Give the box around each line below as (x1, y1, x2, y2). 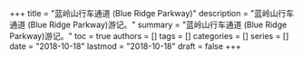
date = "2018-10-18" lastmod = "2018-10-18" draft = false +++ (9, 41, 242, 52)
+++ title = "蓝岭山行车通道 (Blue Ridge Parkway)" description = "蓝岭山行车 (9, 8, 295, 18)
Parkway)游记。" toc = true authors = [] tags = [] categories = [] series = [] (9, 31, 289, 41)
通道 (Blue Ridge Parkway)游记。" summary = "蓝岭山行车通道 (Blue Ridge (9, 19, 288, 30)
